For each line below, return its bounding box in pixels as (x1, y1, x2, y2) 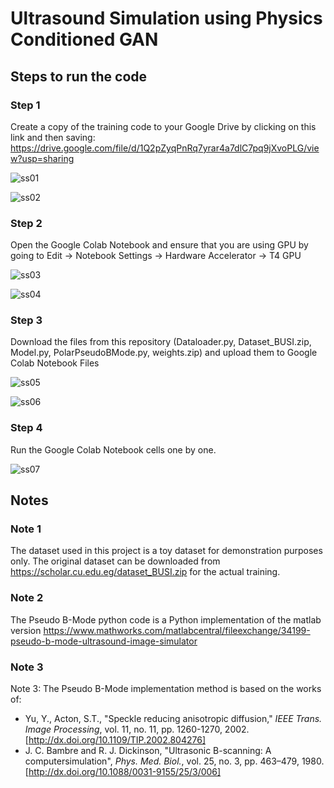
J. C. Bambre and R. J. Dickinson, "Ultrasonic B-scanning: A (24, 745, 272, 757)
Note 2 (10, 591, 44, 605)
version (10, 624, 42, 636)
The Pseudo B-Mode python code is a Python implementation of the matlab (10, 613, 322, 626)
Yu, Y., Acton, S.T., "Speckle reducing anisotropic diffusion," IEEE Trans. (24, 713, 323, 725)
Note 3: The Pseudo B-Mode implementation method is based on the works (10, 683, 322, 695)
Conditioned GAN (10, 28, 159, 51)
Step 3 (10, 313, 43, 327)
